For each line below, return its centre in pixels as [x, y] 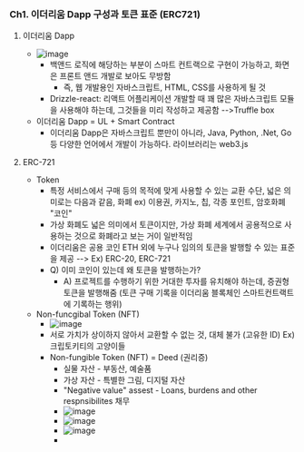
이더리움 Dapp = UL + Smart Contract [105, 122]
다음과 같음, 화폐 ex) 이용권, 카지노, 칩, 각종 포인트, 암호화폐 [180, 202]
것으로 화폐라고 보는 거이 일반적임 [133, 236]
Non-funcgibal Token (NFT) [88, 314]
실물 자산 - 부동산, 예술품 [108, 368]
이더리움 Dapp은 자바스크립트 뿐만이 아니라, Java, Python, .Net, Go [171, 133]
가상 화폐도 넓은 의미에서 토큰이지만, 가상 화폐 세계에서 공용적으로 [166, 225]
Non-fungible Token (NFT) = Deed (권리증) [129, 358]
